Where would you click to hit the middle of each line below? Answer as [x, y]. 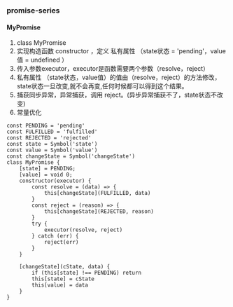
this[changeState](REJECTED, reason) [99, 212]
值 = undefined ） [42, 60]
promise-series [33, 11]
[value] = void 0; [46, 175]
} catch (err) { [55, 236]
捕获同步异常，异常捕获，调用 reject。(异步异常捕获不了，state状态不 [117, 95]
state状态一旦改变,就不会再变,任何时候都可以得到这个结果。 [102, 86]
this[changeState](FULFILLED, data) [97, 193]
